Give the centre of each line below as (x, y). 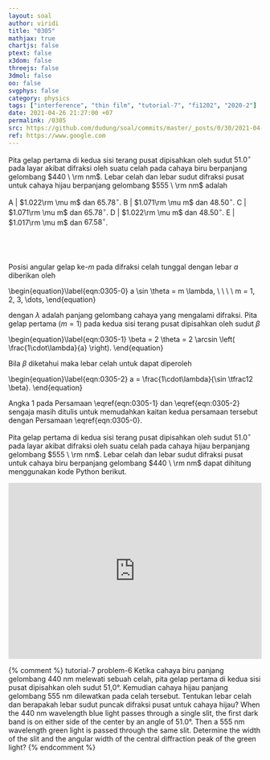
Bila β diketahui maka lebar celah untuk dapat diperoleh (100, 364)
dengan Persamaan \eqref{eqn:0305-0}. (76, 420)
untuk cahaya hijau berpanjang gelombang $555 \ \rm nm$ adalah (118, 185)
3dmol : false (30, 76)
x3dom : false (30, 61)
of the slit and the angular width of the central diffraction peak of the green (133, 738)
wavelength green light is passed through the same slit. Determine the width (135, 730)
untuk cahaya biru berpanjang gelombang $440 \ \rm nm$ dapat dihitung (130, 463)
